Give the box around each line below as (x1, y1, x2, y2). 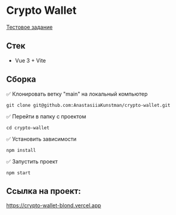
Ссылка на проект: (6, 186, 81, 196)
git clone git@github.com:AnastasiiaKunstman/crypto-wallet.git (6, 102, 171, 108)
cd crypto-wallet (6, 124, 50, 131)
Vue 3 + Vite (14, 56, 46, 64)
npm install (6, 147, 36, 153)
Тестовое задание (6, 23, 53, 31)
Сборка (6, 74, 36, 85)
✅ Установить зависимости (6, 135, 77, 142)
